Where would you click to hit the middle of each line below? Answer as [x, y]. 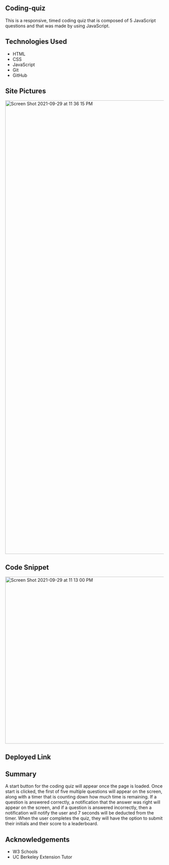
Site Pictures [26, 91]
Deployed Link [28, 757]
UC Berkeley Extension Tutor [42, 857]
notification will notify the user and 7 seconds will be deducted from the [80, 813]
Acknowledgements [37, 840]
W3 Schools [25, 852]
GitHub [20, 75]
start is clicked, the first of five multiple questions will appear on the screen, [84, 791]
